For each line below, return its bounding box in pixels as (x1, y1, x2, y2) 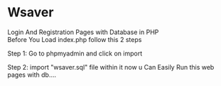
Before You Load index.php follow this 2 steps (7, 35, 142, 43)
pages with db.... (7, 70, 57, 79)
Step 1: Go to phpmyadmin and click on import (7, 49, 143, 58)
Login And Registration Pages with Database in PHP (7, 28, 159, 36)
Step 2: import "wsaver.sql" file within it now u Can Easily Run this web (7, 63, 215, 71)
